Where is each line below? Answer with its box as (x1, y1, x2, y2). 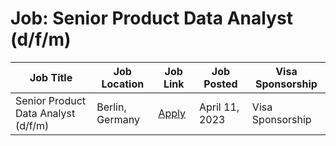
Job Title (29, 70, 73, 84)
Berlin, (96, 100, 127, 114)
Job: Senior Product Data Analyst (10, 7, 293, 30)
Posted (203, 77, 238, 91)
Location (101, 77, 145, 91)
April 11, (198, 100, 240, 114)
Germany (96, 112, 140, 126)
